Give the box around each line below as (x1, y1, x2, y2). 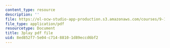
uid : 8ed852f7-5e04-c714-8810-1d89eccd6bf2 (5, 35, 99, 40)
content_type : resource (5, 7, 56, 12)
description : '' (5, 12, 39, 17)
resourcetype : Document (5, 26, 56, 31)
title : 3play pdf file (5, 30, 53, 35)
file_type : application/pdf (5, 21, 65, 26)
